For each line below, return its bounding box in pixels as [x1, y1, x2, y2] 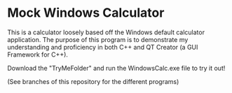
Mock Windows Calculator [7, 5, 165, 21]
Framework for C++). [7, 50, 69, 59]
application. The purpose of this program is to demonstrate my [7, 35, 189, 43]
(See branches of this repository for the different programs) [7, 77, 179, 85]
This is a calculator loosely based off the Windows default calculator [7, 28, 205, 36]
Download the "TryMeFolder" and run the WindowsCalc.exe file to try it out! [7, 64, 226, 72]
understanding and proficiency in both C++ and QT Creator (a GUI [7, 43, 198, 51]
